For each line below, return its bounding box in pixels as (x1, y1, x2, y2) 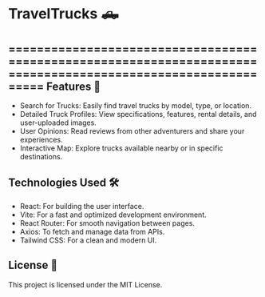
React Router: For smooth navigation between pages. (19, 218, 196, 227)
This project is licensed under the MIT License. (8, 279, 163, 289)
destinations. (19, 152, 63, 161)
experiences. (19, 135, 63, 144)
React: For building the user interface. (19, 201, 144, 211)
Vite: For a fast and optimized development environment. (19, 210, 207, 219)
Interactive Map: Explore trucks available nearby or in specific (19, 143, 223, 153)
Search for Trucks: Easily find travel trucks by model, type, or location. (19, 101, 252, 110)
